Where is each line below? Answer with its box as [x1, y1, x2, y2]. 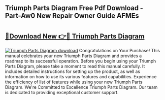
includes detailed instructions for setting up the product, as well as [5, 68, 140, 74]
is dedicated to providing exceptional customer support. [5, 90, 119, 95]
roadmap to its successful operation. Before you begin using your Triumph [5, 58, 156, 64]
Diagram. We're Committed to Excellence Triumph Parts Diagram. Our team [5, 84, 158, 90]
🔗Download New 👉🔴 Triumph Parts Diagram [5, 32, 145, 40]
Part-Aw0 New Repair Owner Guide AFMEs [5, 12, 139, 20]
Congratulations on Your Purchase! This [79, 48, 160, 53]
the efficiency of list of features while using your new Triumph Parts [5, 79, 143, 85]
